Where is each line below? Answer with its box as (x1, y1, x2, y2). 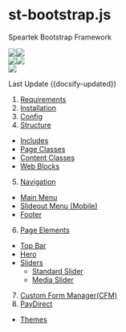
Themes (19, 314, 48, 324)
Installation (19, 103, 57, 113)
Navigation (19, 177, 56, 186)
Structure (19, 120, 51, 129)
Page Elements (19, 225, 70, 235)
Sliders (19, 257, 43, 267)
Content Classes (19, 153, 75, 162)
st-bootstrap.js (8, 6, 112, 24)
